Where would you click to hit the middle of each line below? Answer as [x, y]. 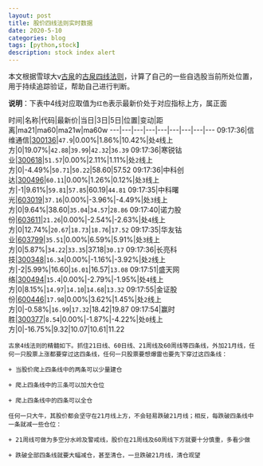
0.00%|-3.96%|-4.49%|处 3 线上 [117, 200]
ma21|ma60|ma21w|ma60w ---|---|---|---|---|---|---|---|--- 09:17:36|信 [136, 130]
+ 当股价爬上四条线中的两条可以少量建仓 [65, 370]
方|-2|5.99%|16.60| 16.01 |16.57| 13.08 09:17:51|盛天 [90, 269]
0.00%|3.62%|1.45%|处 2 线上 [114, 299]
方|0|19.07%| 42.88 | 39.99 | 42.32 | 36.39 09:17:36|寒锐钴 [95, 150]
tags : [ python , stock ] [44, 45]
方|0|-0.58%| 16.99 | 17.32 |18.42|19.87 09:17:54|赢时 [92, 309]
